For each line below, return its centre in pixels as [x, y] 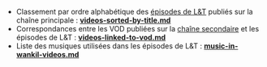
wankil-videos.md [47, 54]
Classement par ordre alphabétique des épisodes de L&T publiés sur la [134, 12]
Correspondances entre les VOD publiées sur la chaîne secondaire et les [138, 29]
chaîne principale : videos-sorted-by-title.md [93, 20]
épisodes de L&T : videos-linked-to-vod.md [91, 37]
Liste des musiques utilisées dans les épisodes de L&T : [109, 46]
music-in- [221, 46]
